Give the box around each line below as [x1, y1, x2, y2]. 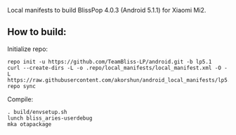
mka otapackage [7, 120, 52, 128]
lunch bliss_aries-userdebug [7, 115, 93, 122]
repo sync [7, 83, 37, 90]
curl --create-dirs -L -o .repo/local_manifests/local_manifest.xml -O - [7, 64, 228, 71]
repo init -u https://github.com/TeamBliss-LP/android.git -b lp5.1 [7, 58, 212, 65]
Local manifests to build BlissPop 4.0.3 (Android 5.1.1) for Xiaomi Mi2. [7, 6, 206, 14]
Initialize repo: [7, 45, 48, 53]
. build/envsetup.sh [7, 108, 68, 115]
